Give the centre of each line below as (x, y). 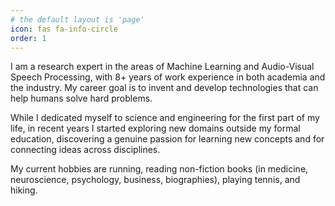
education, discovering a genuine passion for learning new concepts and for (167, 139)
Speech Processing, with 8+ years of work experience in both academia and (168, 77)
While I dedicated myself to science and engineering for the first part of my (165, 118)
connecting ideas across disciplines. (85, 150)
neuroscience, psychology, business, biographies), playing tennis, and (155, 180)
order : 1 (28, 38)
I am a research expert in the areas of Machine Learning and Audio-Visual (162, 67)
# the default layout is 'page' (77, 19)
